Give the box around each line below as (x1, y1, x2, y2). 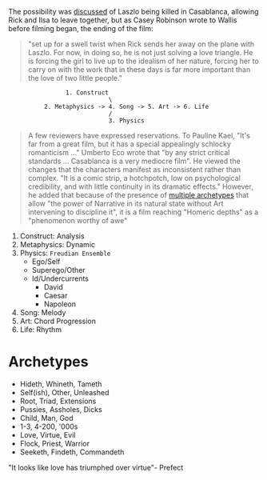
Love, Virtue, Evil (19, 430, 76, 439)
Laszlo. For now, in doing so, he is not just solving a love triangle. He (27, 48, 253, 57)
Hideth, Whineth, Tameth (19, 379, 102, 389)
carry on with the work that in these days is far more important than (27, 65, 251, 74)
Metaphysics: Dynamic (19, 240, 96, 249)
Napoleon (43, 299, 76, 309)
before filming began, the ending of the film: (8, 24, 153, 33)
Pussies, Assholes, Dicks (19, 404, 102, 414)
